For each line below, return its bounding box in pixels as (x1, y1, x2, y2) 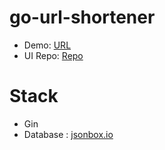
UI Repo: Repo (23, 49, 84, 61)
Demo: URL (23, 39, 72, 51)
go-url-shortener (9, 6, 156, 29)
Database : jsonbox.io (23, 128, 114, 140)
